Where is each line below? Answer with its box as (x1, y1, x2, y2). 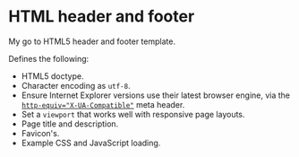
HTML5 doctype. (21, 70, 84, 82)
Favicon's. (21, 127, 60, 138)
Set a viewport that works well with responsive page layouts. (21, 109, 245, 119)
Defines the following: (8, 53, 90, 64)
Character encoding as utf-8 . (21, 80, 131, 91)
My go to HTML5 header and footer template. (8, 36, 176, 47)
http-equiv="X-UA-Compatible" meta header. (21, 99, 185, 109)
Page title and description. (21, 118, 119, 129)
